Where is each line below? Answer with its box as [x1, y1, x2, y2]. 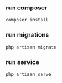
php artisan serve [5, 71, 51, 77]
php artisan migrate [5, 44, 57, 50]
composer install [5, 17, 49, 23]
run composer [5, 4, 48, 12]
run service [5, 58, 40, 66]
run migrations [5, 31, 49, 39]
